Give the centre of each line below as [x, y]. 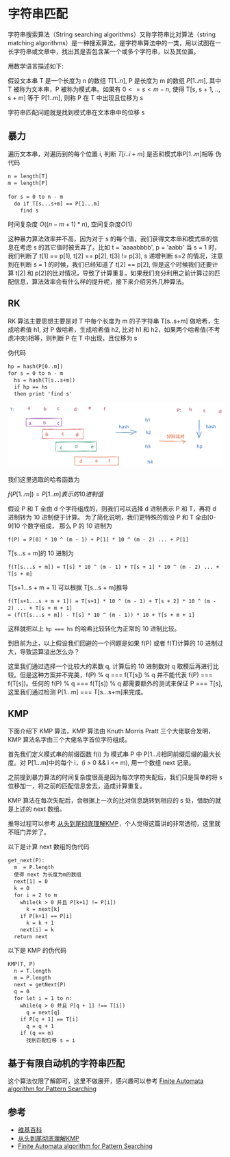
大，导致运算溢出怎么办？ [44, 651]
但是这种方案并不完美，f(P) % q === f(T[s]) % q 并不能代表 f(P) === [116, 674]
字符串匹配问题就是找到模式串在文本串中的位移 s [76, 112]
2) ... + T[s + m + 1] [40, 608]
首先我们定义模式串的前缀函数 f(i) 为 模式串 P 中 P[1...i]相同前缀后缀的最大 [111, 754]
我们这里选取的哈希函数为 [44, 479]
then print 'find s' [43, 394]
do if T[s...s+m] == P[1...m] [57, 204]
